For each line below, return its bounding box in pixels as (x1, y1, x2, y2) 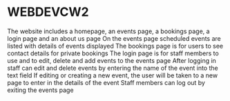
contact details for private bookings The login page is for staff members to (7, 49, 219, 57)
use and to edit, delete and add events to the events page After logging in (7, 56, 216, 64)
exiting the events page (7, 86, 74, 94)
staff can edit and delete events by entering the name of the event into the (7, 64, 219, 72)
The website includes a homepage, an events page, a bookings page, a (7, 27, 210, 35)
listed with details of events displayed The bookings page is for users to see (7, 42, 224, 50)
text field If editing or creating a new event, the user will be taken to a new (7, 71, 218, 80)
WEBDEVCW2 (7, 4, 89, 20)
